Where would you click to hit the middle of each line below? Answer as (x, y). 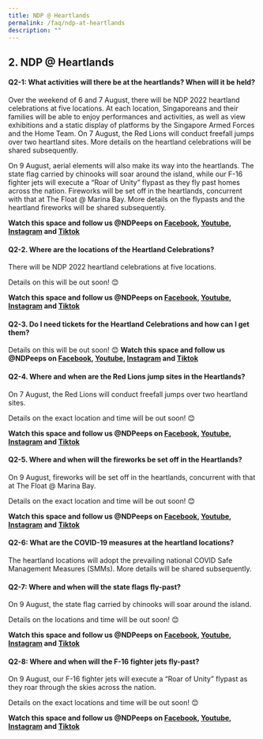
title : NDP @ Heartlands (49, 15)
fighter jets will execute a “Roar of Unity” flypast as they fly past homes (124, 182)
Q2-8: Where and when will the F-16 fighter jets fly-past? (104, 662)
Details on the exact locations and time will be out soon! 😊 (103, 703)
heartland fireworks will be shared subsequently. (88, 207)
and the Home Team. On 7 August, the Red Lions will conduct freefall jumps (131, 133)
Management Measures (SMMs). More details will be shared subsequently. (130, 568)
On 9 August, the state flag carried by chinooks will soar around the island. (130, 605)
